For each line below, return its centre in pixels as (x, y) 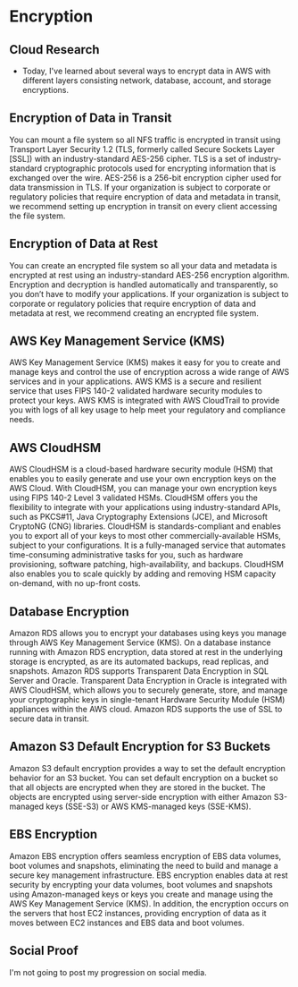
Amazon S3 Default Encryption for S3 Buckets (140, 747)
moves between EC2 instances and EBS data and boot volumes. (127, 923)
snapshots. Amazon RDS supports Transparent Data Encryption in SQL (139, 671)
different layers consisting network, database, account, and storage (147, 81)
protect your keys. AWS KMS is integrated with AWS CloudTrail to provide (145, 401)
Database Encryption (69, 612)
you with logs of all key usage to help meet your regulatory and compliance (148, 410)
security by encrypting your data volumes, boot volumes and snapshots (141, 884)
